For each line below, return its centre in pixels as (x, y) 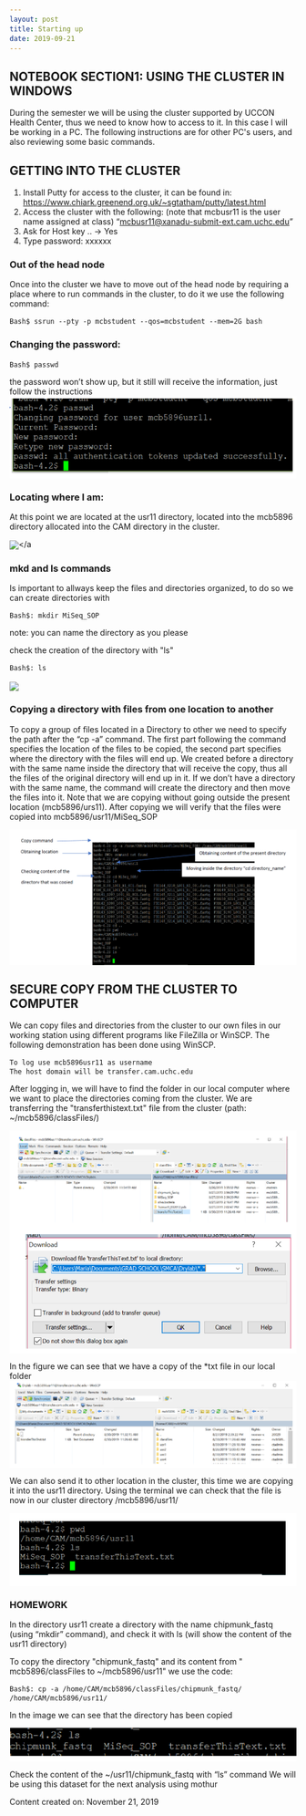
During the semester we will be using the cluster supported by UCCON (142, 113)
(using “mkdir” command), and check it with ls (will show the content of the (151, 1634)
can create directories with (60, 598)
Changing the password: (65, 345)
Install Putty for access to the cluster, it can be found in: (127, 192)
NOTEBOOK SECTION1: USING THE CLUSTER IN (147, 76)
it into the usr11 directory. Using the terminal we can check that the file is (146, 1490)
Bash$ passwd (34, 365)
